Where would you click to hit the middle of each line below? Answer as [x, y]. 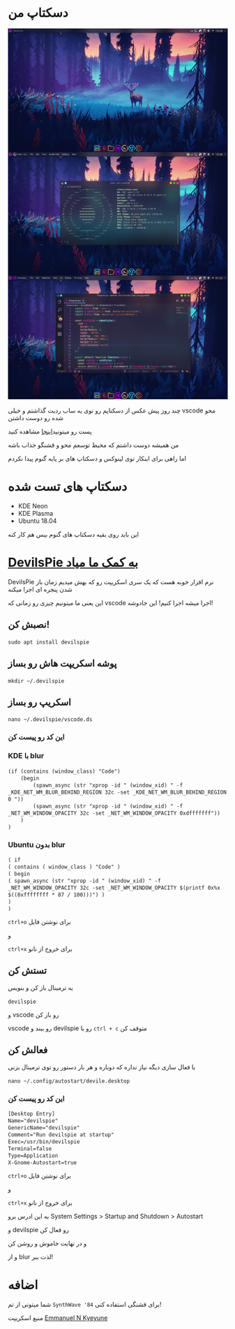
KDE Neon [33, 506]
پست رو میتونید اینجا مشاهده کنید [50, 431]
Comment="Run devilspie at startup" [61, 1135]
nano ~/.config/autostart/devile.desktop [69, 1081]
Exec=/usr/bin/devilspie [44, 1142]
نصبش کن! [29, 625]
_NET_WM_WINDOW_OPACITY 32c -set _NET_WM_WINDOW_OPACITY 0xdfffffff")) [114, 813]
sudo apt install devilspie [49, 642]
